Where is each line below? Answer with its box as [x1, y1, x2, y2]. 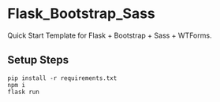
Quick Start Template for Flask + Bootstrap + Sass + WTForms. [7, 31, 212, 40]
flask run [7, 88, 40, 96]
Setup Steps [7, 53, 69, 67]
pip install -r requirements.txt [7, 74, 117, 82]
